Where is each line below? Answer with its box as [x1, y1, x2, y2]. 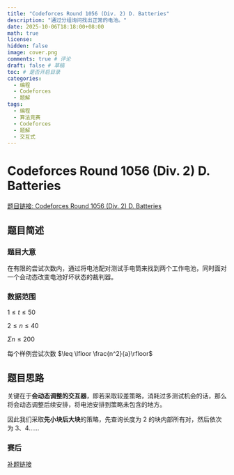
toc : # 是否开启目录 [7, 68, 61, 75]
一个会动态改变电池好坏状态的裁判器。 [7, 272, 117, 281]
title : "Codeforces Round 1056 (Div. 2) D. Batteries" [7, 10, 170, 17]
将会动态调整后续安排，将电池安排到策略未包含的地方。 [7, 400, 166, 408]
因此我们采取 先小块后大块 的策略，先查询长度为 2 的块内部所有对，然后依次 [7, 415, 222, 423]
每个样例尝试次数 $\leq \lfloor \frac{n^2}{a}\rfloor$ [7, 350, 153, 358]
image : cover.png [7, 49, 58, 56]
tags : [7, 101, 23, 108]
